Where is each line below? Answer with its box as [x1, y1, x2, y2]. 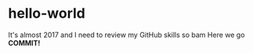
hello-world [8, 5, 86, 22]
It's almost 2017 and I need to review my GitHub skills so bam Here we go [8, 30, 245, 39]
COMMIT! [8, 38, 41, 47]
